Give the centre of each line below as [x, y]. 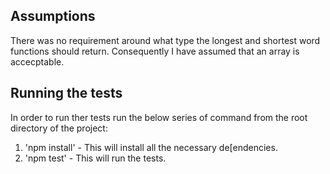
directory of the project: [59, 128]
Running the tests [66, 93]
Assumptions [53, 16]
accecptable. [37, 61]
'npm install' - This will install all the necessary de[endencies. [151, 147]
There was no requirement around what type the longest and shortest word [165, 40]
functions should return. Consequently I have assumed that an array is [155, 51]
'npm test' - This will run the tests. [95, 158]
